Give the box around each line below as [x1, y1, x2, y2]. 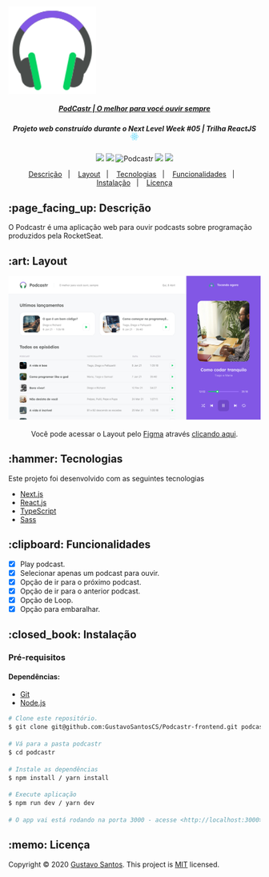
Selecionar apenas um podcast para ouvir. [19, 568, 160, 577]
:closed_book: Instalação [8, 628, 137, 642]
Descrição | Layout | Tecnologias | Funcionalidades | [28, 170, 235, 179]
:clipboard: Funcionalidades [8, 538, 151, 552]
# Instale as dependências [8, 765, 98, 774]
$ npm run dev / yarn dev [8, 799, 94, 807]
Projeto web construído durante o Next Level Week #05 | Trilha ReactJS [13, 123, 256, 133]
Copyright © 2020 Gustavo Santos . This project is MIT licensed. [8, 859, 220, 869]
